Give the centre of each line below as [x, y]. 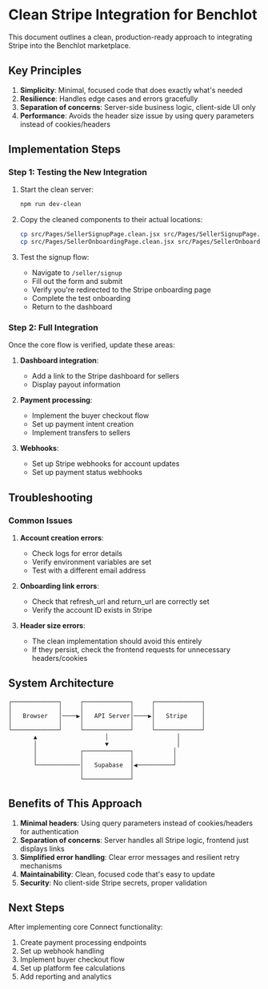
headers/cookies [60, 659]
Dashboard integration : [59, 361]
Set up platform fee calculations [72, 968]
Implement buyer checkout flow [72, 959]
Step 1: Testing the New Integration [78, 172]
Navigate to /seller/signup [77, 273]
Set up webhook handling [62, 951]
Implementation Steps [65, 150]
